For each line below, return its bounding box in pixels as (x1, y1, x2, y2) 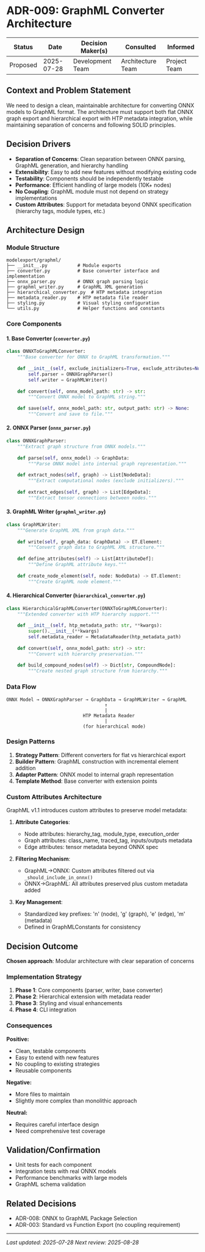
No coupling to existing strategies (15, 1060, 100, 1068)
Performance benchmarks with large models (15, 1174, 128, 1182)
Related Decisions (6, 1198, 77, 1209)
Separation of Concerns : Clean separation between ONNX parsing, (15, 155, 186, 162)
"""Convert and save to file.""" (28, 411, 113, 417)
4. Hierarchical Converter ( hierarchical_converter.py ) (6, 592, 146, 599)
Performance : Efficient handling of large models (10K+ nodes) (15, 181, 172, 189)
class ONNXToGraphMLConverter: (6, 349, 86, 355)
